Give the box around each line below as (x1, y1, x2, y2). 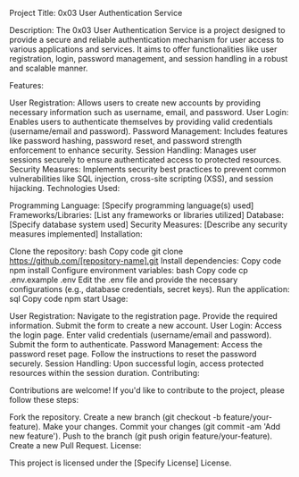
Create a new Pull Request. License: (9, 440, 142, 450)
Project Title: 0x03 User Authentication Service (9, 8, 183, 18)
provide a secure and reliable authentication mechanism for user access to (9, 35, 284, 45)
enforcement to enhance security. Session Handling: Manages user (9, 145, 257, 155)
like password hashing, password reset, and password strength (9, 136, 243, 146)
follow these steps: (9, 395, 79, 405)
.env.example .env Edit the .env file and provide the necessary (9, 274, 238, 285)
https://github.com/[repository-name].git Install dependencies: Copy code (9, 255, 282, 266)
